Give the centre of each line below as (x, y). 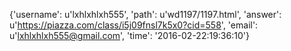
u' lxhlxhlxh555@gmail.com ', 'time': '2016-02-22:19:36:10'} (129, 35)
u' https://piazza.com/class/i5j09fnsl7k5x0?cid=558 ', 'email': (134, 25)
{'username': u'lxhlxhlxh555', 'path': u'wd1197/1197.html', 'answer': (145, 14)
